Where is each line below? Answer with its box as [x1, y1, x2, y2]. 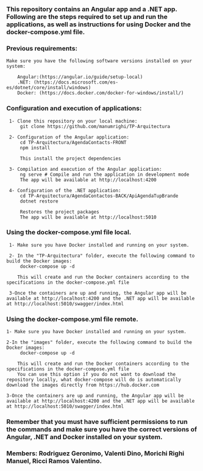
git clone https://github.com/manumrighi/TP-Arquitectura [20, 123, 171, 129]
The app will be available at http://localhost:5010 [20, 214, 157, 220]
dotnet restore [20, 198, 59, 204]
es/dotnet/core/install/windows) [6, 85, 91, 91]
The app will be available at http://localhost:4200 [20, 176, 157, 183]
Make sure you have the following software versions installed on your [6, 58, 192, 64]
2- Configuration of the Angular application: [9, 134, 130, 140]
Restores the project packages [20, 209, 99, 215]
